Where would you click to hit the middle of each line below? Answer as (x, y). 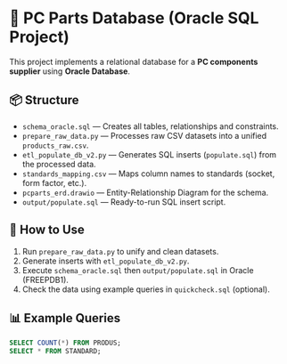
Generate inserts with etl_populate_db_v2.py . (106, 261)
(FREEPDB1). (45, 279)
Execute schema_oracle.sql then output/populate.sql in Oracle (138, 270)
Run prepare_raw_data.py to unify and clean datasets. (120, 251)
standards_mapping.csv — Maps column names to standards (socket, (148, 174)
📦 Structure (44, 100)
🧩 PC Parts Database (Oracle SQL (134, 18)
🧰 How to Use (47, 230)
